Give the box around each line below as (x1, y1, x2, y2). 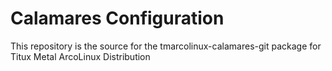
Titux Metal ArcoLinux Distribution (10, 50, 151, 62)
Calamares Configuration (10, 7, 225, 30)
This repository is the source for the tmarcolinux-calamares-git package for (10, 40, 322, 52)
